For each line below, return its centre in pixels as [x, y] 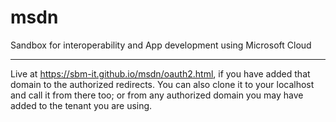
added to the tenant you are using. [81, 105]
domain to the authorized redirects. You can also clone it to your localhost [162, 84]
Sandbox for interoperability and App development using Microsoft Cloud [161, 45]
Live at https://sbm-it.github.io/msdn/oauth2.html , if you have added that [160, 73]
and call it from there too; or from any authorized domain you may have [157, 95]
